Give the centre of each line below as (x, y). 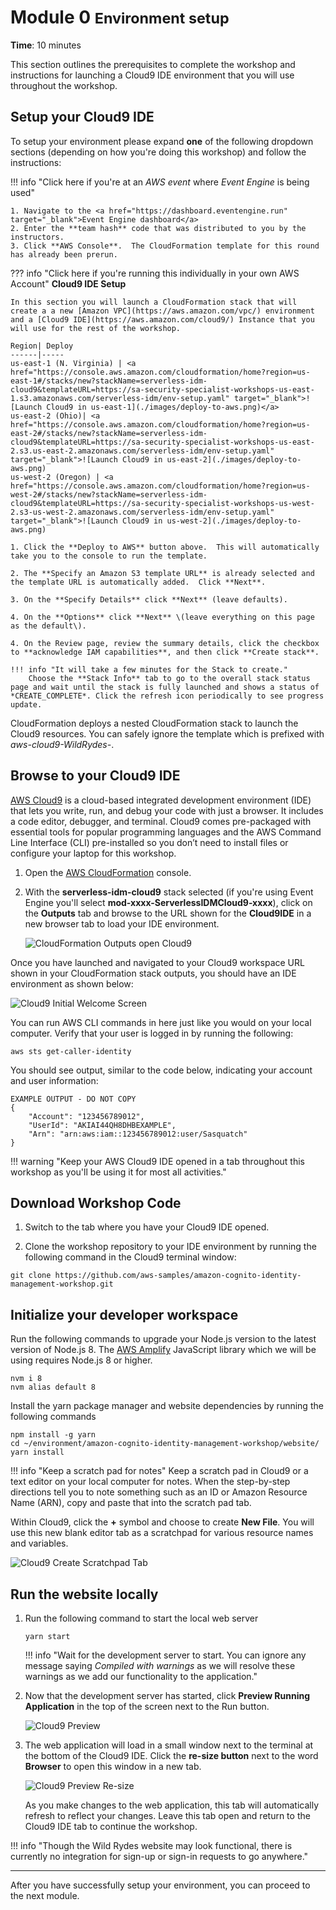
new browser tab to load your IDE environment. (122, 923)
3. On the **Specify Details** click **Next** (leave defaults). (149, 599)
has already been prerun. (64, 254)
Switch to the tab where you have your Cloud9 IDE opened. (147, 1227)
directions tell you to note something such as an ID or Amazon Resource (159, 1492)
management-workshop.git (62, 1284)
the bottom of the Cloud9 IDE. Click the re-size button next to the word (171, 1755)
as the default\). (48, 626)
